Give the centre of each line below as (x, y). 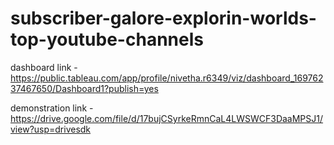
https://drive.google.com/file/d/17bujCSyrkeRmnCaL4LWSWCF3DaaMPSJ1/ (167, 118)
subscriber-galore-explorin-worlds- (163, 18)
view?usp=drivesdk (51, 129)
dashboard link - (44, 67)
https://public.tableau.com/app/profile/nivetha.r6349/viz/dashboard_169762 (167, 78)
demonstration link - (52, 108)
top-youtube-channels (107, 39)
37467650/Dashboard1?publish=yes (84, 88)
